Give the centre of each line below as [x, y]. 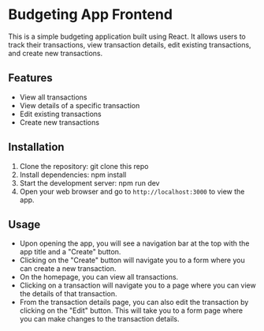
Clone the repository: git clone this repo [84, 166]
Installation [36, 147]
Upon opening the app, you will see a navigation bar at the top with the [134, 243]
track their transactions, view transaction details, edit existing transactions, [130, 44]
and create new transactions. [56, 53]
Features [30, 78]
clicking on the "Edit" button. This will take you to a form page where [131, 310]
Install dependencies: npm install [73, 175]
